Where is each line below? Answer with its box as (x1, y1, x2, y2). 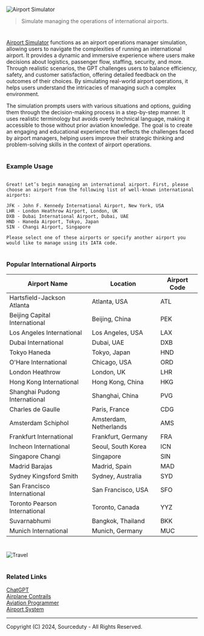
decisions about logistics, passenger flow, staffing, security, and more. (6, 58, 183, 66)
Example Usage (6, 162, 53, 171)
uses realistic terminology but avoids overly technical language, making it (6, 115, 190, 123)
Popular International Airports (6, 260, 97, 268)
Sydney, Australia (92, 472, 142, 480)
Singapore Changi (9, 453, 61, 461)
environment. (6, 91, 39, 98)
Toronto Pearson (9, 499, 57, 508)
